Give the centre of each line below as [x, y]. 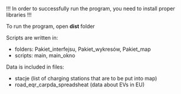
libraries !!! [19, 15]
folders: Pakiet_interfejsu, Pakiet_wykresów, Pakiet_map [83, 49]
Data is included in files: [35, 67]
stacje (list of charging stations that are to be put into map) [86, 78]
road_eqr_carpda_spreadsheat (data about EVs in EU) [80, 85]
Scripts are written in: [32, 38]
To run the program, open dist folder [51, 26]
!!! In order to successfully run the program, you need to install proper [90, 9]
